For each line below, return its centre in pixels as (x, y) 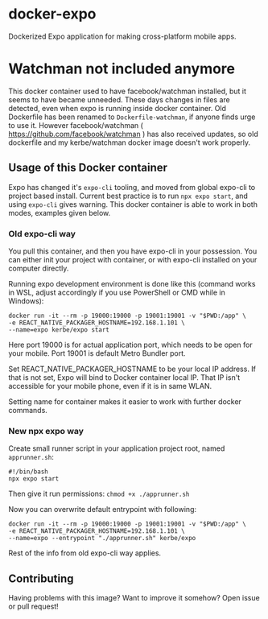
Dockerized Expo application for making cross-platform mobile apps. (122, 36)
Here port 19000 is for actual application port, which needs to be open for (130, 345)
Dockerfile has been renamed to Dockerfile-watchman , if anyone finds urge (132, 117)
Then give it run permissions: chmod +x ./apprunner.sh (99, 494)
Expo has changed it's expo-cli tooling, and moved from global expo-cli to (132, 187)
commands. (28, 410)
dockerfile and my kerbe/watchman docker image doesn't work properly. (130, 142)
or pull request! (33, 607)
